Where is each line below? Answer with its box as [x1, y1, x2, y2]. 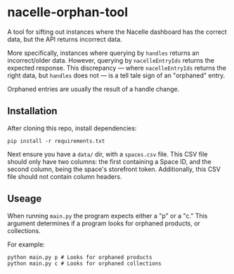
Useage [7, 193, 42, 205]
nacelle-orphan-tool [7, 4, 129, 20]
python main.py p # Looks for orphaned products [7, 254, 152, 261]
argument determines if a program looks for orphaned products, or [7, 219, 200, 228]
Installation [7, 105, 58, 117]
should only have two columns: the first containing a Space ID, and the [7, 157, 212, 166]
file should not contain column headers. [7, 172, 122, 180]
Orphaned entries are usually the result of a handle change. [7, 85, 180, 93]
